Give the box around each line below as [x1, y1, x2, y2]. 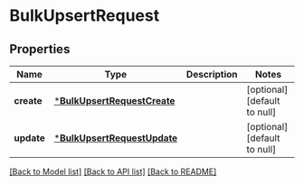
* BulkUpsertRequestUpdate [53, 132, 178, 144]
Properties [9, 42, 71, 57]
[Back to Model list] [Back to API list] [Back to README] [9, 166, 217, 177]
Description [185, 69, 238, 80]
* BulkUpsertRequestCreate [53, 95, 176, 106]
